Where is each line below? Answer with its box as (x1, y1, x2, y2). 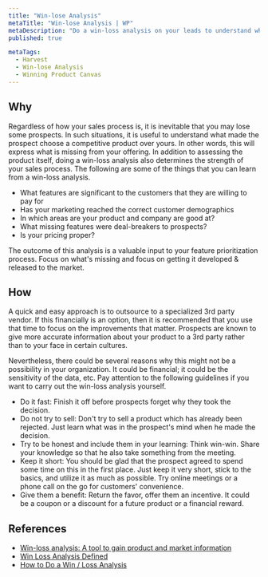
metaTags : (8, 49, 41, 57)
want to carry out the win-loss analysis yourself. (8, 381, 167, 391)
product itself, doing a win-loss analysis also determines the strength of (8, 155, 244, 164)
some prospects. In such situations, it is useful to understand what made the (8, 129, 259, 140)
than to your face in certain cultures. (8, 341, 128, 350)
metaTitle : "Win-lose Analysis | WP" (8, 19, 134, 27)
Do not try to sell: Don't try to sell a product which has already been (19, 414, 242, 424)
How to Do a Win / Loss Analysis (19, 560, 128, 570)
